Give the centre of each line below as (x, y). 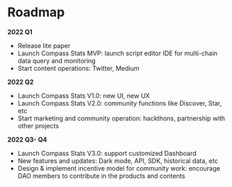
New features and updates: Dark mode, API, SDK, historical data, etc (118, 161)
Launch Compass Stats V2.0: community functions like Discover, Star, (120, 103)
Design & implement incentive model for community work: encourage (119, 168)
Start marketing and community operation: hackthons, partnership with (121, 118)
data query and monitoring (56, 60)
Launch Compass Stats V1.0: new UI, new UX (84, 96)
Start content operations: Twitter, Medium (78, 68)
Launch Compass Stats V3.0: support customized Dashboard (107, 153)
